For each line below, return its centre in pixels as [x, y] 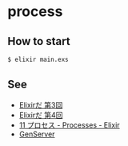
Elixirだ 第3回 [41, 105]
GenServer [37, 134]
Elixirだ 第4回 [41, 115]
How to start [39, 41]
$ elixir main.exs [38, 59]
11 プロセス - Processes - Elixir [70, 125]
